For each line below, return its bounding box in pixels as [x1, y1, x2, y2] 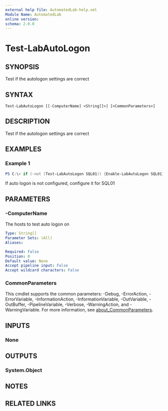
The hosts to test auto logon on [5, 221, 70, 227]
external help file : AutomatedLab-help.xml [5, 7, 97, 12]
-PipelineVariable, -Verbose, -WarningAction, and [27, 301, 129, 307]
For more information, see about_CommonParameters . [41, 307, 153, 313]
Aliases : [5, 240, 23, 245]
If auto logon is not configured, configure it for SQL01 [5, 180, 115, 186]
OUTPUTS [5, 352, 37, 360]
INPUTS [5, 321, 30, 330]
